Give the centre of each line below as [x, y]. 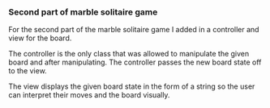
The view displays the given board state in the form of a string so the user [132, 86]
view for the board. [40, 38]
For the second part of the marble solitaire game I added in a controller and [134, 30]
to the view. [28, 71]
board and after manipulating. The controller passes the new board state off [135, 62]
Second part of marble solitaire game [83, 12]
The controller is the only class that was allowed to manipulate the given [129, 54]
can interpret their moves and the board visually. [89, 95]
